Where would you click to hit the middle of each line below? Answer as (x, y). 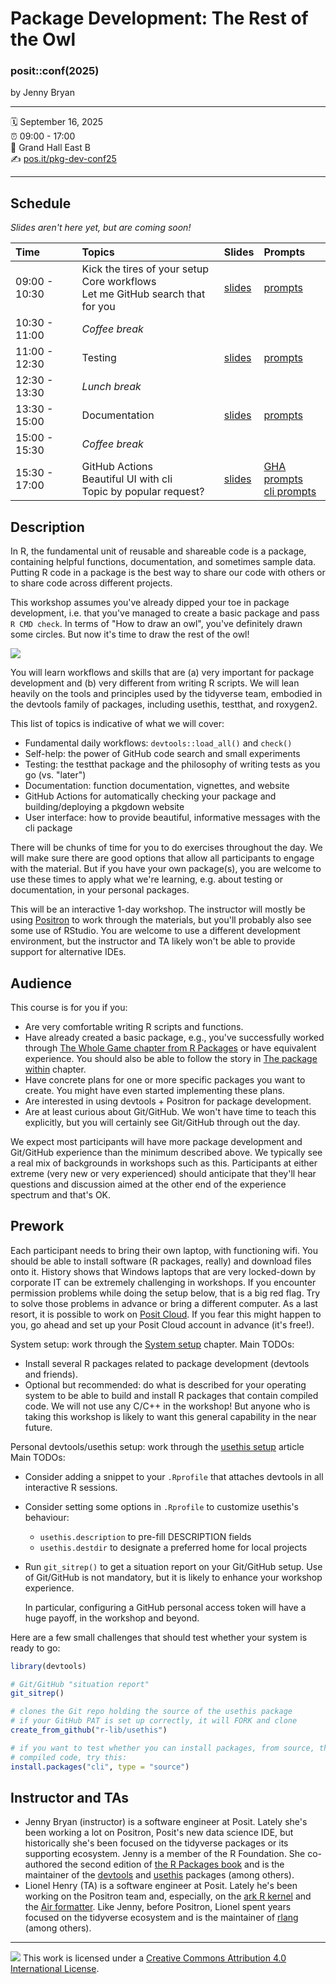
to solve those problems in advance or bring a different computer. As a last (164, 1303)
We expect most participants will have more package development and (156, 1141)
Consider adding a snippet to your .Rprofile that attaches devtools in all (174, 1476)
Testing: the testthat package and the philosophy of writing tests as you (172, 764)
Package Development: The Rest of (159, 18)
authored (43, 1864)
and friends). (51, 1374)
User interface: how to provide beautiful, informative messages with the (172, 818)
